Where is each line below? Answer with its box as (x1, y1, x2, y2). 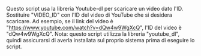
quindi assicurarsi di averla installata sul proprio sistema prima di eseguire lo (6, 37, 195, 43)
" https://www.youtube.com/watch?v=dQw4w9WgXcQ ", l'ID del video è (6, 24, 182, 31)
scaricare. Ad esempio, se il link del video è (6, 18, 114, 24)
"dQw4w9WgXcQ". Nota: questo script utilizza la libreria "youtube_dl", (6, 30, 180, 38)
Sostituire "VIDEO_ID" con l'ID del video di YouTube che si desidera (6, 11, 173, 18)
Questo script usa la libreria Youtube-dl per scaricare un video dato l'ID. (6, 5, 184, 12)
